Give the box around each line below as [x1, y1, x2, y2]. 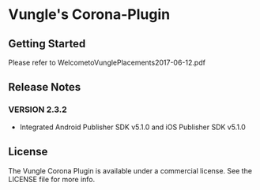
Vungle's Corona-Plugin [8, 6, 171, 24]
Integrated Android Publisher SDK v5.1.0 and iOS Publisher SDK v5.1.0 [19, 122, 247, 132]
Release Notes [8, 80, 81, 94]
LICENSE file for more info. [8, 174, 96, 184]
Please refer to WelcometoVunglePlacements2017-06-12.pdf [8, 58, 205, 67]
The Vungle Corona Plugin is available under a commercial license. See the [8, 166, 253, 175]
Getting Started [8, 37, 86, 50]
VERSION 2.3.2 [8, 104, 67, 115]
